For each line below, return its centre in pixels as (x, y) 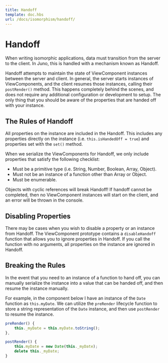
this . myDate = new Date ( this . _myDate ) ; (56, 347)
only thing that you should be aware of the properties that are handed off (81, 100)
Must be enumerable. (34, 180)
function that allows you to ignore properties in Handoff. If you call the (78, 239)
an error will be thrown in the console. (45, 200)
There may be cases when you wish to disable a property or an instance (80, 228)
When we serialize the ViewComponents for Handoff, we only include (77, 154)
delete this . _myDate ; (37, 351)
